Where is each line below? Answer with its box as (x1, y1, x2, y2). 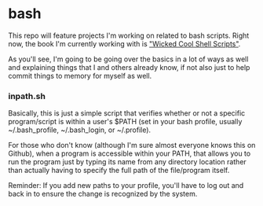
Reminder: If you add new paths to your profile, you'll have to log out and (8, 181, 244, 190)
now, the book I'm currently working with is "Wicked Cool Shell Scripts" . (8, 39, 241, 48)
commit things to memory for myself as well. (8, 71, 152, 80)
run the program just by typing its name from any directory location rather (8, 157, 247, 167)
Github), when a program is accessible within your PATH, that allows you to (8, 149, 251, 158)
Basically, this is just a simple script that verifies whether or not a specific (8, 109, 246, 118)
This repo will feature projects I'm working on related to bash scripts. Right (8, 31, 250, 40)
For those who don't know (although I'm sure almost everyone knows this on (8, 141, 256, 150)
